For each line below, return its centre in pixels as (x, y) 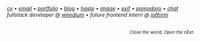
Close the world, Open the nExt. (162, 33)
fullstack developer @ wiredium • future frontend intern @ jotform (87, 14)
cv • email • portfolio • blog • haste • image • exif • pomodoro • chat (93, 8)
